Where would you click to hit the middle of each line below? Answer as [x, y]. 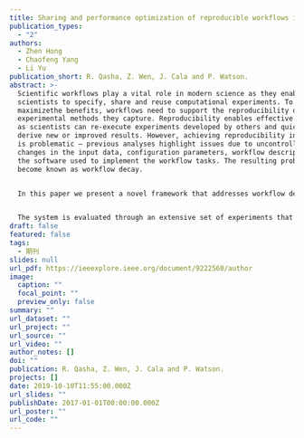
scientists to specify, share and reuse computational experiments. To [156, 102]
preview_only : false [56, 302]
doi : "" [24, 361]
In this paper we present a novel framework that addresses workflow [151, 194]
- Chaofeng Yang [48, 60]
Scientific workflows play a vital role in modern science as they [147, 93]
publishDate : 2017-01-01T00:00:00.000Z [85, 403]
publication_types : [46, 26]
